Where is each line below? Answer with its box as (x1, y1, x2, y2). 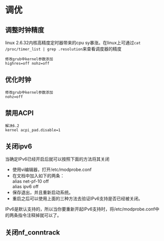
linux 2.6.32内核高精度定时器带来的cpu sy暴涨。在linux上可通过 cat (5, 40, 141, 45)
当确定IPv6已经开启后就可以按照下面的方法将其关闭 (5, 156, 110, 162)
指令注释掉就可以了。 (18, 212, 62, 218)
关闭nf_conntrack (5, 228, 60, 237)
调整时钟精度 (5, 26, 44, 34)
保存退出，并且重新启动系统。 (12, 190, 73, 196)
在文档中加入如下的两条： (12, 173, 65, 179)
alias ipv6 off (12, 184, 39, 190)
